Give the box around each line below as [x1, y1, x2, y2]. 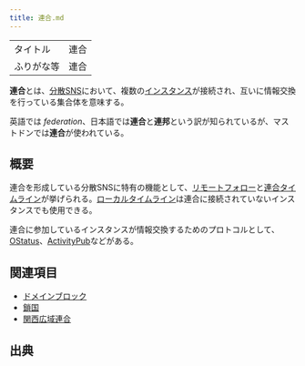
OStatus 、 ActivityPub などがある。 [9, 236, 138, 247]
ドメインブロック [22, 290, 87, 301]
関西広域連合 [22, 313, 71, 324]
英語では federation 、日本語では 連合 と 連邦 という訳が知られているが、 [9, 116, 274, 127]
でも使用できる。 [33, 205, 97, 216]
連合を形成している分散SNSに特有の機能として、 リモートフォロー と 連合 [9, 182, 280, 193]
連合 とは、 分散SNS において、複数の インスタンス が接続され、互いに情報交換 [9, 85, 296, 96]
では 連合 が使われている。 [33, 127, 129, 137]
